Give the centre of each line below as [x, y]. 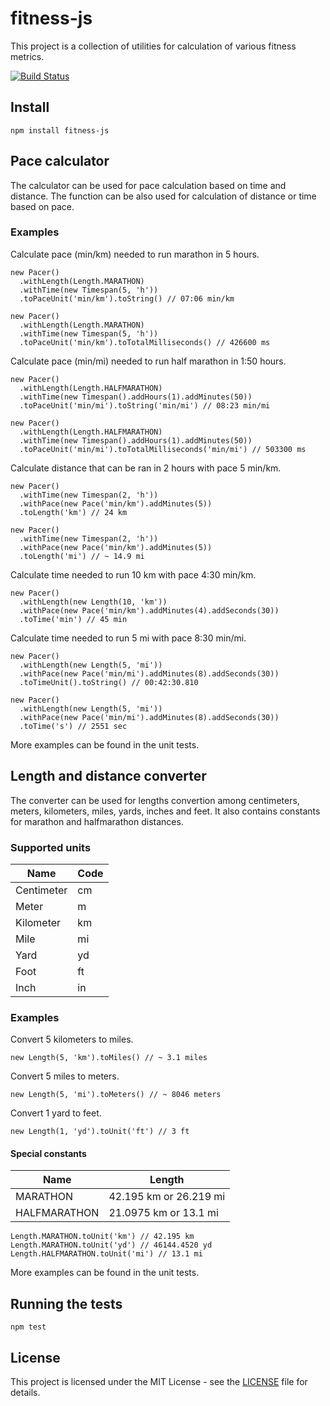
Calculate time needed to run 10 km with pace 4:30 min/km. [133, 574]
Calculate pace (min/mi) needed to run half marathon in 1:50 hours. [148, 361]
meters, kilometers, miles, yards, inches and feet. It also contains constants [165, 811]
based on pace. [42, 206]
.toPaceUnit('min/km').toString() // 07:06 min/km [127, 298]
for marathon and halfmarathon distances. [97, 821]
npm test [28, 1327]
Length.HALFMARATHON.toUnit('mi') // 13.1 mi [106, 1254]
